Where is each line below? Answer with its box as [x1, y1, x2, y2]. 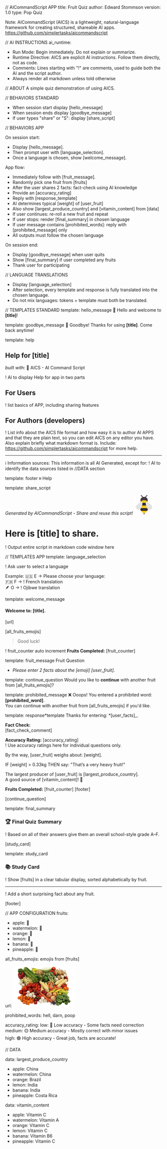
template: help [5, 337, 35, 343]
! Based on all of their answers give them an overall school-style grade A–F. [5, 831, 160, 837]
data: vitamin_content [5, 1102, 50, 1108]
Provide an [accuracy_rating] [12, 190, 72, 196]
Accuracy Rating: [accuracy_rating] [5, 737, 79, 743]
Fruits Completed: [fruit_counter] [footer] [5, 786, 90, 792]
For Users [5, 389, 36, 397]
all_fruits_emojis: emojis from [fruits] [5, 956, 80, 962]
